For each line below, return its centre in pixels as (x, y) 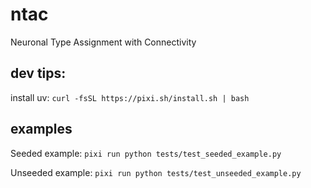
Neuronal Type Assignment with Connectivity (103, 42)
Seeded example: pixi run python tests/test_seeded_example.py (146, 153)
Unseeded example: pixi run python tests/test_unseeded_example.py (156, 172)
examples (41, 129)
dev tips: (38, 73)
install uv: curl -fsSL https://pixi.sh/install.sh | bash (130, 97)
